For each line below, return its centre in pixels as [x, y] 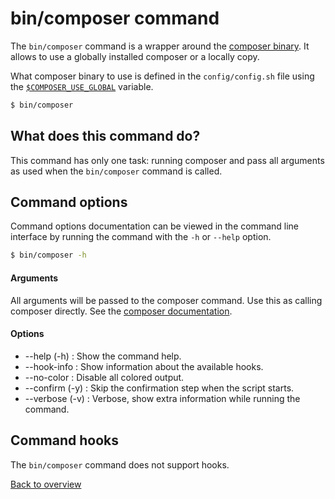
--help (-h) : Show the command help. [103, 356]
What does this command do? [105, 136]
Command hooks [64, 440]
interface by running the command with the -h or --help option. [141, 237]
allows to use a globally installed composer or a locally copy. [135, 56]
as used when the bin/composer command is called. [116, 171]
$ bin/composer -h [48, 255]
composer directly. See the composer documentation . [121, 311]
